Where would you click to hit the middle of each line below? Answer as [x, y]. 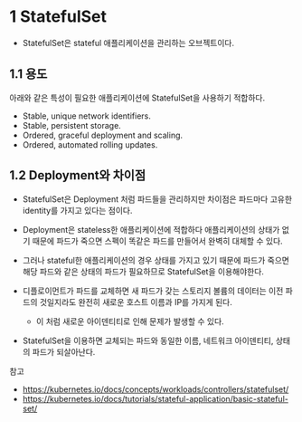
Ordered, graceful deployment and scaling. [103, 135]
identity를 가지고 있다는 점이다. [77, 210]
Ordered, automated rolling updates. [90, 144]
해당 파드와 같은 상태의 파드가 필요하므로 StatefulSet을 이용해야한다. [143, 271]
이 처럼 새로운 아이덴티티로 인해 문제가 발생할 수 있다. [130, 321]
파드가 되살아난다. [64, 351]
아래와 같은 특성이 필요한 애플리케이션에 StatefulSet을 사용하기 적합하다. [137, 98]
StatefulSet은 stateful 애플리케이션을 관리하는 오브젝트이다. [128, 43]
